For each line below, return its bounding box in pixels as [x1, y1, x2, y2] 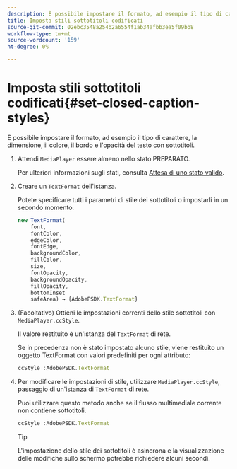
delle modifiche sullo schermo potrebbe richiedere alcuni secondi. [17, 454, 210, 463]
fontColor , [30, 230, 63, 237]
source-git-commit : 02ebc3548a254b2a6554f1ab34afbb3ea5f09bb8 [7, 23, 194, 30]
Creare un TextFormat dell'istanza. [17, 182, 117, 190]
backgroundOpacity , [30, 276, 88, 283]
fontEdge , [30, 243, 59, 250]
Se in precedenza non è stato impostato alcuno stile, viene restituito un [17, 344, 224, 352]
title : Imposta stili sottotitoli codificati [7, 17, 143, 24]
